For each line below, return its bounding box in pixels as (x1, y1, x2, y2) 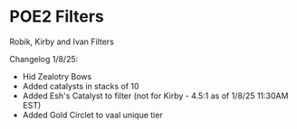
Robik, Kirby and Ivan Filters (9, 36, 115, 47)
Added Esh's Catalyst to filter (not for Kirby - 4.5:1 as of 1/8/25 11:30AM (22, 90, 289, 101)
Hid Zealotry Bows (22, 70, 92, 82)
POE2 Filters (9, 6, 104, 27)
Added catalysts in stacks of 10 (22, 80, 139, 91)
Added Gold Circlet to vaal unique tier (22, 109, 163, 120)
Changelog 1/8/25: (9, 53, 79, 64)
